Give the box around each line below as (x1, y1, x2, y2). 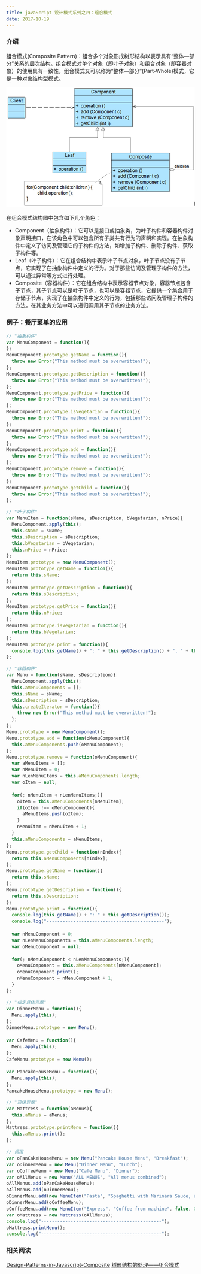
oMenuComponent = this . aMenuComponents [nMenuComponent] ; (17, 963, 162, 969)
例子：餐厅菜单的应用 (6, 318, 68, 326)
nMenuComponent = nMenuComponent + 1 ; (17, 975, 114, 982)
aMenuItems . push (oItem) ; (22, 811, 84, 817)
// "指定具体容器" (6, 999, 47, 1006)
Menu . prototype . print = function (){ (6, 906, 98, 912)
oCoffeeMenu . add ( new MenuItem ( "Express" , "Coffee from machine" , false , (6, 1206, 191, 1212)
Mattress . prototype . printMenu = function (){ (6, 1125, 119, 1131)
